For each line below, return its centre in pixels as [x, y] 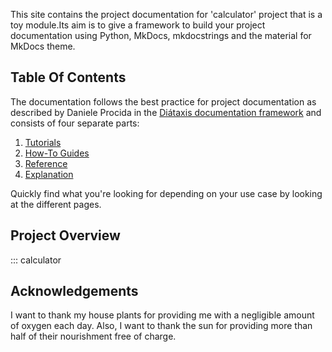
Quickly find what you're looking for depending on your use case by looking [166, 193]
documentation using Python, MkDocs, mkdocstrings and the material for [161, 35]
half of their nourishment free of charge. [93, 336]
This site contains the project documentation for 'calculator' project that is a [166, 14]
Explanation [49, 174]
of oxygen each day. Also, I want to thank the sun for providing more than [161, 326]
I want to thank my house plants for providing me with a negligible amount [162, 315]
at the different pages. [56, 204]
